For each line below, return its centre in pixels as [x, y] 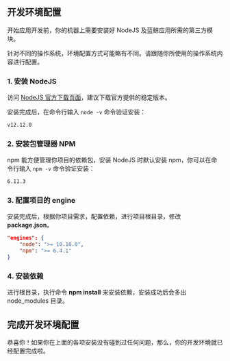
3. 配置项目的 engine [41, 201]
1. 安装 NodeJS [32, 81]
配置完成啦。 [31, 351]
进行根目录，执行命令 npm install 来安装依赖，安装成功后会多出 [97, 292]
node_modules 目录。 [38, 301]
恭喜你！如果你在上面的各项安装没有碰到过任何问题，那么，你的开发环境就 [112, 343]
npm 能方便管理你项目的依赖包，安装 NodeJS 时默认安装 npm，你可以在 [109, 160]
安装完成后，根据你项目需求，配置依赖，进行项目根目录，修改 [94, 216]
